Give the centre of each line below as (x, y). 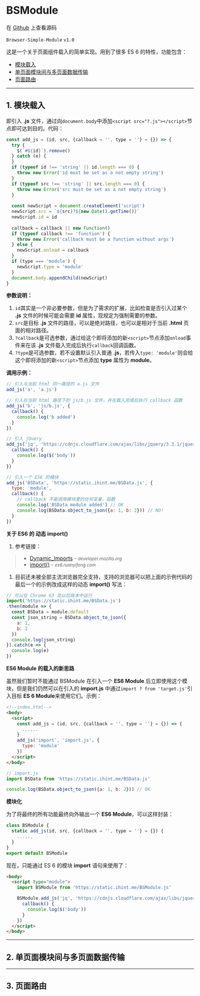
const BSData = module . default (50, 612)
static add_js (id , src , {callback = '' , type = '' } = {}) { (87, 831)
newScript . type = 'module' (50, 267)
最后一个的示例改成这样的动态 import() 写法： (71, 584)
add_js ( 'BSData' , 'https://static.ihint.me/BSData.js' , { (79, 483)
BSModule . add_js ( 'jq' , (45, 898)
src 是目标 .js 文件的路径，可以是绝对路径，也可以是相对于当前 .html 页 (102, 323)
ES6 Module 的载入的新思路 (40, 668)
